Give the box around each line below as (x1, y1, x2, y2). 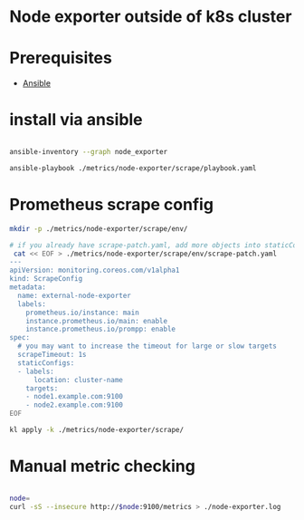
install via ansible (9, 110, 143, 130)
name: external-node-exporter (17, 291, 131, 300)
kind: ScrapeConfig (9, 274, 83, 284)
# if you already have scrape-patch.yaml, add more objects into (9, 240, 261, 250)
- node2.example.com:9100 (25, 400, 124, 409)
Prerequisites (9, 48, 113, 69)
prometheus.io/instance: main (25, 308, 140, 317)
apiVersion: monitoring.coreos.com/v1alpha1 (9, 265, 180, 275)
